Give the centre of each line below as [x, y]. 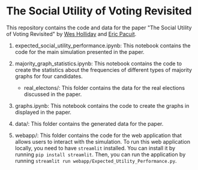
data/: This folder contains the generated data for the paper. [89, 123]
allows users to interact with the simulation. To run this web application [103, 141]
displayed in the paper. [43, 112]
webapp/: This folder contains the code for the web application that [98, 135]
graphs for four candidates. [49, 76]
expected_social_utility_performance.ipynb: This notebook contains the [103, 45]
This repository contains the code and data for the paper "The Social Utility [99, 28]
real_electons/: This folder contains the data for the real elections [104, 87]
